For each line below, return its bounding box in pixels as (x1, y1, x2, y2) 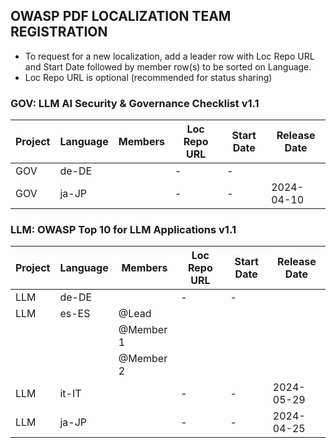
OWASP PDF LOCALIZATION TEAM (10, 8, 232, 25)
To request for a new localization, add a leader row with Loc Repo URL (24, 50, 315, 62)
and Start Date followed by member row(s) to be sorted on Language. (24, 60, 312, 73)
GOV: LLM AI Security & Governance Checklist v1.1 (10, 96, 260, 110)
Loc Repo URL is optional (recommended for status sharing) (24, 71, 273, 83)
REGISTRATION (10, 24, 108, 41)
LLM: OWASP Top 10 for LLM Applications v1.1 (10, 223, 237, 237)
